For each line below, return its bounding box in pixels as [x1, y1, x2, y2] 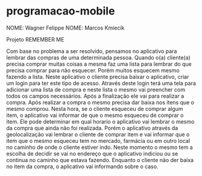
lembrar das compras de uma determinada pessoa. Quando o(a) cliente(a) [6, 54, 191, 61]
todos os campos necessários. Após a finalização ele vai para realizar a [6, 92, 185, 99]
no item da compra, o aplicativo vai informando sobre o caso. [6, 163, 159, 170]
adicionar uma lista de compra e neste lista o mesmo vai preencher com [6, 86, 186, 93]
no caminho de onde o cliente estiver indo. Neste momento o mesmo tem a [6, 143, 193, 151]
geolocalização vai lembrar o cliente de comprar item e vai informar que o [6, 131, 190, 138]
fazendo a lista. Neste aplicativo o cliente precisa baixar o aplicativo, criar [6, 73, 189, 80]
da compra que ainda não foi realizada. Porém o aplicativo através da [6, 124, 178, 131]
